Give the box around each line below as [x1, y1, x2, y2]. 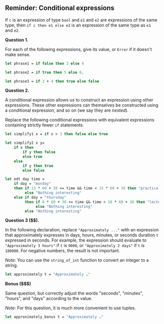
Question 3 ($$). [5, 218, 40, 224]
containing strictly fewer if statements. [5, 122, 84, 128]
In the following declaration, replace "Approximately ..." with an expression [5, 227, 159, 233]
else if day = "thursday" [14, 195, 67, 200]
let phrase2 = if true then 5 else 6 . [5, 70, 84, 75]
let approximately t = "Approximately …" [5, 272, 91, 277]
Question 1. [5, 37, 29, 43]
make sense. [5, 51, 31, 57]
